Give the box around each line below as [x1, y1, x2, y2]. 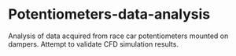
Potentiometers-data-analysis [8, 5, 211, 23]
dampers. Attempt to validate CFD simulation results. [8, 39, 179, 48]
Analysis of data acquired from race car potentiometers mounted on [8, 31, 229, 40]
